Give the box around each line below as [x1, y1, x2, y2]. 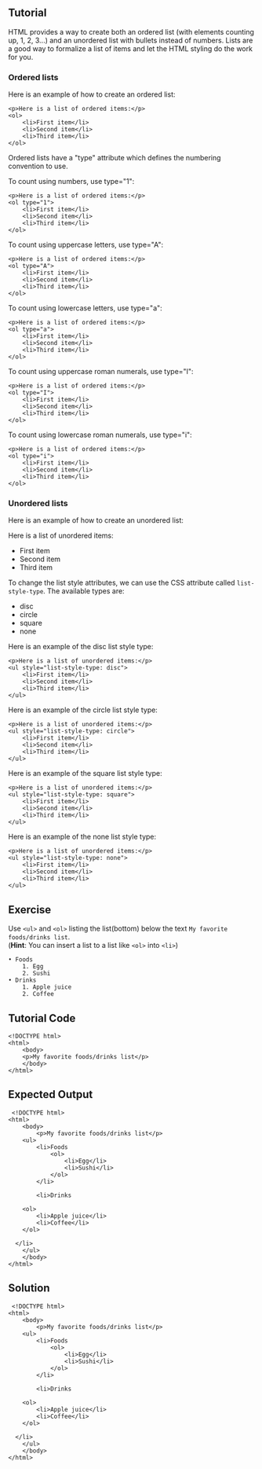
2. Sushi [22, 970, 51, 978]
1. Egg [22, 963, 44, 971]
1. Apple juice [22, 983, 72, 991]
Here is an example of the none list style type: [8, 832, 157, 842]
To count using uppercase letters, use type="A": [8, 240, 164, 250]
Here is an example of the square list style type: [8, 769, 162, 778]
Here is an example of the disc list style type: [8, 642, 154, 652]
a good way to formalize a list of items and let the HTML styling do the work [8, 43, 253, 53]
